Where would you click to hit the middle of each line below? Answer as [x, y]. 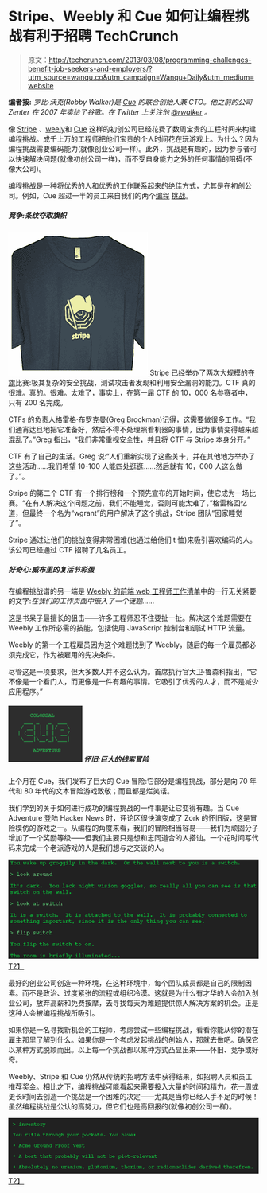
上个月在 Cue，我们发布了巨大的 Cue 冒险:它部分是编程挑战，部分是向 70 [128, 781]
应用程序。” [26, 691]
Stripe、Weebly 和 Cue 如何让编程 [122, 16]
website [41, 85]
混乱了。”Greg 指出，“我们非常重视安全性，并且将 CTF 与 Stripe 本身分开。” [130, 439]
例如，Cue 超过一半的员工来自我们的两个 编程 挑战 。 [107, 195]
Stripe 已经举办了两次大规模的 [199, 372]
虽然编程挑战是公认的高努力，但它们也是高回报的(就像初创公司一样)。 [122, 1106]
